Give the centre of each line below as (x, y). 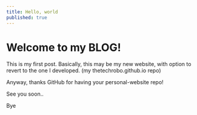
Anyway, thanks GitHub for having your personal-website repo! (85, 82)
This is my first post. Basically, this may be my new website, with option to (99, 64)
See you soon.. (25, 94)
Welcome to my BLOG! (64, 48)
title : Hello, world (32, 12)
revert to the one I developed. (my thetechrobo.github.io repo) (84, 71)
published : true (27, 18)
